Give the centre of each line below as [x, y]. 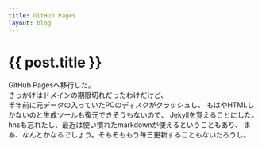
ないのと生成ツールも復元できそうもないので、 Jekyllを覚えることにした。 [137, 115]
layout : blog [30, 23]
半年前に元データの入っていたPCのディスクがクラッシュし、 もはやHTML [128, 105]
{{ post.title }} [55, 62]
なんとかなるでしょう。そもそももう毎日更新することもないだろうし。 [136, 135]
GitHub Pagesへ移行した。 [52, 85]
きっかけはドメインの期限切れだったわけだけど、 [88, 95]
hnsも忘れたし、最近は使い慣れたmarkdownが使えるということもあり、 [125, 125]
